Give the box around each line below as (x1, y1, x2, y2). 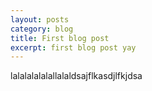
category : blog (10, 24, 74, 34)
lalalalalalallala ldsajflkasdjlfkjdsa (10, 70, 143, 82)
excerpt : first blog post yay (10, 42, 137, 53)
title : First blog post (10, 33, 110, 43)
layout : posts (10, 14, 70, 25)
